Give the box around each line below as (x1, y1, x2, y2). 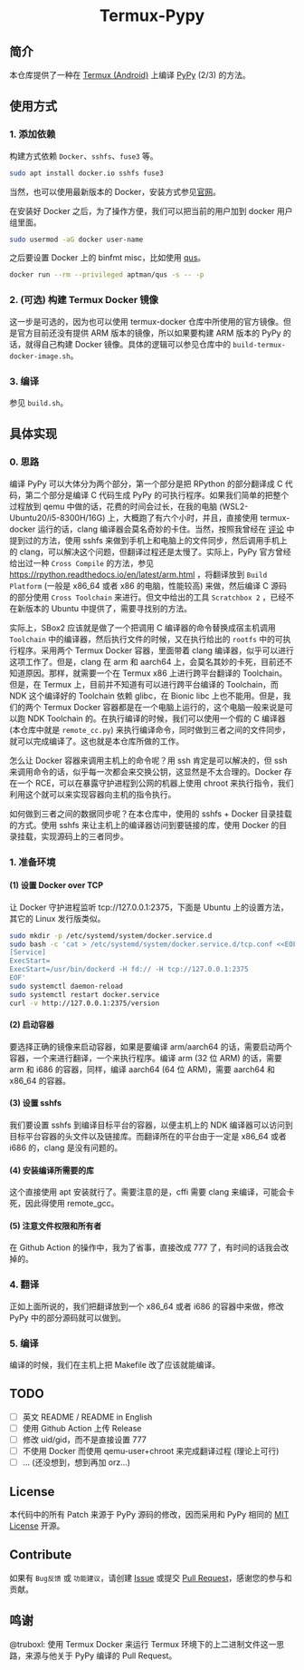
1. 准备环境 (9, 855, 56, 868)
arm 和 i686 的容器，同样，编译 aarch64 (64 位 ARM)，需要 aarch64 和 (9, 1063, 276, 1075)
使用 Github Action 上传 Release (22, 1422, 142, 1433)
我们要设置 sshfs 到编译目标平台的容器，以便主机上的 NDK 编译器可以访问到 (9, 1119, 294, 1130)
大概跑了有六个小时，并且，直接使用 (123, 512, 259, 522)
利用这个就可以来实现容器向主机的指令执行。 (9, 788, 176, 799)
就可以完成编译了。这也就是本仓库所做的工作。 (9, 736, 184, 747)
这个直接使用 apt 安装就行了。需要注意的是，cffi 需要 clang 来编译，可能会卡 (9, 1187, 296, 1197)
